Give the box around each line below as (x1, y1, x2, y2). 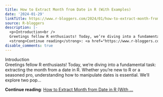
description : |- (5, 25, 38, 30)
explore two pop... (5, 77, 41, 83)
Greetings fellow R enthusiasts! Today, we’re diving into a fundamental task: (5, 62, 156, 67)
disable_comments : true (5, 43, 53, 48)
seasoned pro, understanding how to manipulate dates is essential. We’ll (5, 72, 149, 78)
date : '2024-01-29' (5, 12, 45, 16)
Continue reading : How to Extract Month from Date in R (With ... (5, 86, 133, 92)
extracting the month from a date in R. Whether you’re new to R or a (5, 66, 141, 73)
